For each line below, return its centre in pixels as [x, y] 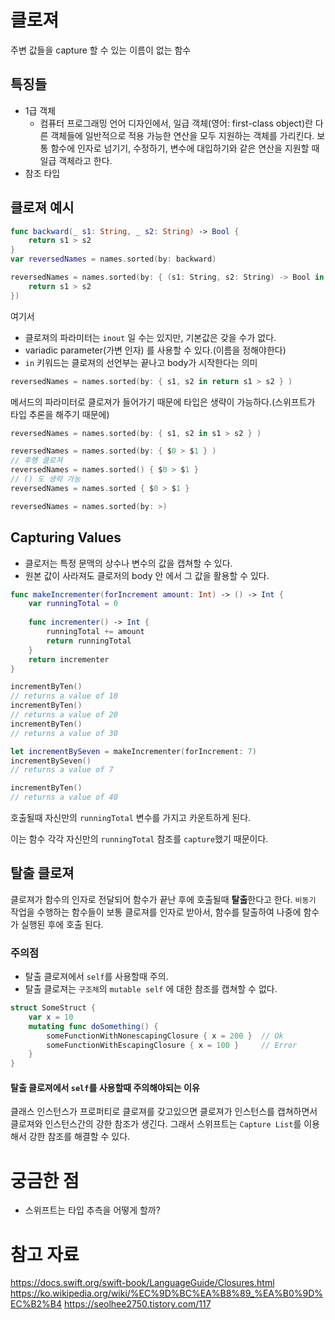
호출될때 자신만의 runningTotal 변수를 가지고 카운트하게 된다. [131, 817]
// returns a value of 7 [62, 770]
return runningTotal [89, 641]
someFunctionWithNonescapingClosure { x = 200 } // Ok [165, 1036]
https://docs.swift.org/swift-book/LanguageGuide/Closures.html [142, 1283]
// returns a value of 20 [64, 715]
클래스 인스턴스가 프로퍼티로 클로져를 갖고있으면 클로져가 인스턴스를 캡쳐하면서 [164, 1112]
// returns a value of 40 [64, 797]
